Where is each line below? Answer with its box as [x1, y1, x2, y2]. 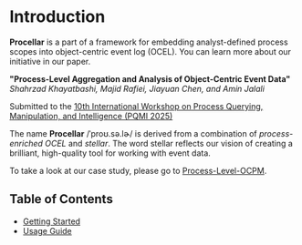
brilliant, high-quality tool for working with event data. [9, 148, 212, 158]
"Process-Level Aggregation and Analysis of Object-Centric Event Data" [9, 73, 291, 84]
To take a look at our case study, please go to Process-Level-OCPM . [9, 165, 267, 176]
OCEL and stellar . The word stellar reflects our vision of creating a [45, 138, 294, 148]
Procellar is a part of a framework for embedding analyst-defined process [9, 36, 289, 47]
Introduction [9, 6, 106, 27]
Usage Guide [22, 225, 72, 236]
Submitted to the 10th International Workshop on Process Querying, [9, 100, 264, 111]
